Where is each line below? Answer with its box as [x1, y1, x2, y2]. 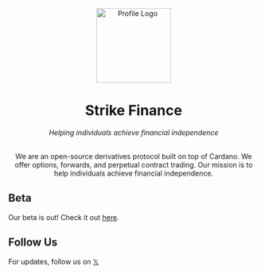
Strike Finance [84, 102, 183, 120]
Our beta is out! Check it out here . [8, 212, 119, 222]
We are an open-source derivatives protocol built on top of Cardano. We [15, 151, 252, 161]
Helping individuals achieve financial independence [49, 127, 219, 137]
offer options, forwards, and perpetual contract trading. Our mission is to [14, 160, 253, 169]
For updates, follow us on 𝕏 [8, 257, 99, 266]
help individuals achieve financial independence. [54, 168, 213, 178]
